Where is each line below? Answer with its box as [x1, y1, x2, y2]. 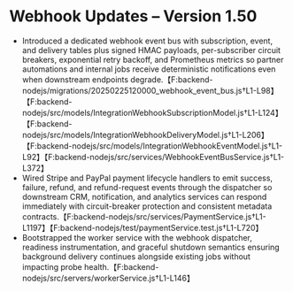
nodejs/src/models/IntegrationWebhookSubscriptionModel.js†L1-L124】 [21, 107, 283, 118]
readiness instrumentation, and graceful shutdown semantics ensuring [21, 242, 281, 252]
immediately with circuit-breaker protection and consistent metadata [21, 201, 273, 211]
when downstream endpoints [21, 73, 129, 85]
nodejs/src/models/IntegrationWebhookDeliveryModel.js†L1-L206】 [21, 129, 270, 140]
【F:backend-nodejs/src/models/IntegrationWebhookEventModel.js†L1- [21, 140, 283, 151]
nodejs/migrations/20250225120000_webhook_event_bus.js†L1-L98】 [21, 85, 279, 96]
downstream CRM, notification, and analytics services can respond [21, 191, 267, 202]
